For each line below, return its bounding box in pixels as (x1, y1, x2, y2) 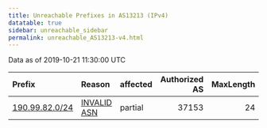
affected (119, 79, 153, 90)
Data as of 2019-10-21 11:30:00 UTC (8, 55, 126, 65)
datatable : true (8, 19, 62, 27)
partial (119, 102, 144, 113)
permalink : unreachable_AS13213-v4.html (8, 33, 145, 42)
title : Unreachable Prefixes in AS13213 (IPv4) (8, 11, 169, 20)
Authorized (160, 74, 204, 85)
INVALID (80, 97, 113, 108)
